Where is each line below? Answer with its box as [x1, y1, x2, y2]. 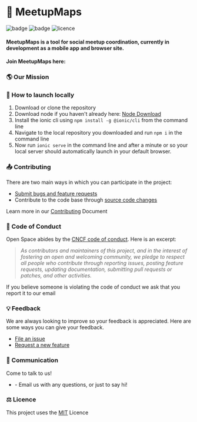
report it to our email [6, 289, 56, 296]
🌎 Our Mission [6, 73, 49, 81]
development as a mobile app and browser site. [6, 44, 125, 52]
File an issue [14, 335, 45, 343]
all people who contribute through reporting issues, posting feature [20, 259, 183, 266]
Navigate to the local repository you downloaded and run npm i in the [14, 129, 182, 136]
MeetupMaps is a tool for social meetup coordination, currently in [6, 38, 169, 45]
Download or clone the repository [14, 104, 96, 111]
